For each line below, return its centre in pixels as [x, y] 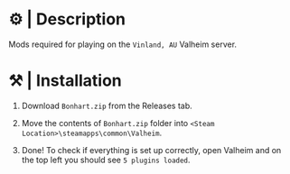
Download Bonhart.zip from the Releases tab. [107, 105]
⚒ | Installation [65, 81]
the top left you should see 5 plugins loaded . [106, 160]
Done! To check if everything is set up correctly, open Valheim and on [151, 150]
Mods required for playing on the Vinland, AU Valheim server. [122, 44]
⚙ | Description [67, 19]
